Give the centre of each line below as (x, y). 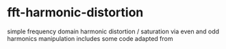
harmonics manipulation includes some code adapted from (90, 38)
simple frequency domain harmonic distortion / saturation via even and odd (113, 31)
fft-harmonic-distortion (75, 13)
